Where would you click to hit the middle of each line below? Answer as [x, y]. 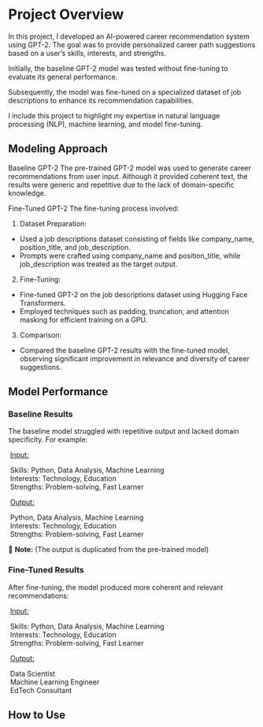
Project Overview [66, 15]
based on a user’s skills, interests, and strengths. [87, 53]
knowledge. [27, 193]
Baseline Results [41, 414]
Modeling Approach [58, 149]
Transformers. [43, 303]
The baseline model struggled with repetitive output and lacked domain [124, 431]
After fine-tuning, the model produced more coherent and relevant [116, 587]
